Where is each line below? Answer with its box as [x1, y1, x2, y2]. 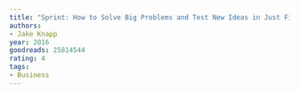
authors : [9, 21, 42, 30]
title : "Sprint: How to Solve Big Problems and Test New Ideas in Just [9, 12, 280, 22]
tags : [9, 63, 29, 72]
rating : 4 [9, 54, 46, 63]
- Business [9, 71, 50, 80]
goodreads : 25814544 [9, 46, 86, 55]
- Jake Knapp [9, 29, 58, 38]
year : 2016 [9, 37, 50, 47]
